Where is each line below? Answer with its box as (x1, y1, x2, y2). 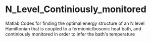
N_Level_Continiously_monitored (5, 4, 146, 15)
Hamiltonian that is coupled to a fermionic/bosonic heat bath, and (5, 25, 141, 31)
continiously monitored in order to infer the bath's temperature (5, 31, 135, 37)
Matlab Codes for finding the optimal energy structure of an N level (5, 20, 145, 26)
